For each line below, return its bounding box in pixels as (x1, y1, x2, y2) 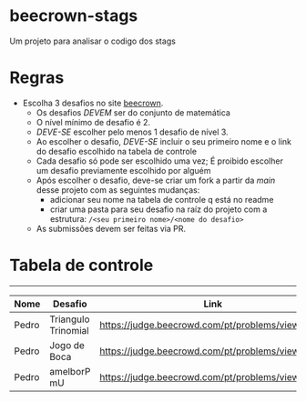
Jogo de (49, 338, 85, 351)
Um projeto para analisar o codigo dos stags (9, 35, 176, 46)
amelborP (49, 365, 91, 377)
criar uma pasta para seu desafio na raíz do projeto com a (49, 204, 268, 215)
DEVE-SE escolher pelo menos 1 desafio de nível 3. (36, 126, 229, 137)
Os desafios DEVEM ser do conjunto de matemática (36, 106, 230, 118)
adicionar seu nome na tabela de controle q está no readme (49, 194, 274, 205)
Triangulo (49, 313, 90, 326)
